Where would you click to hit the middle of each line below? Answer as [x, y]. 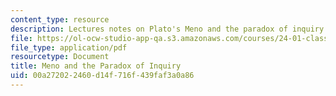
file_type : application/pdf [69, 47]
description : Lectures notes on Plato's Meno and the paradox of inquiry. [169, 29]
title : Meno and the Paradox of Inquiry [96, 66]
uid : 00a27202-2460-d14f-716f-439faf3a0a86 [102, 76]
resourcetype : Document [60, 57]
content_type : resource [60, 19]
